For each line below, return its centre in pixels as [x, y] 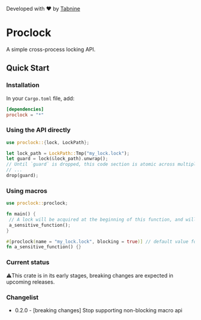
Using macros [27, 191]
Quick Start [28, 68]
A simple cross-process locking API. [51, 49]
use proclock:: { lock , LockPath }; [48, 142]
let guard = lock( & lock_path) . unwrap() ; [57, 159]
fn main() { [21, 214]
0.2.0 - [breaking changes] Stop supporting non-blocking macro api [98, 310]
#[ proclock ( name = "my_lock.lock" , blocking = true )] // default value [97, 242]
